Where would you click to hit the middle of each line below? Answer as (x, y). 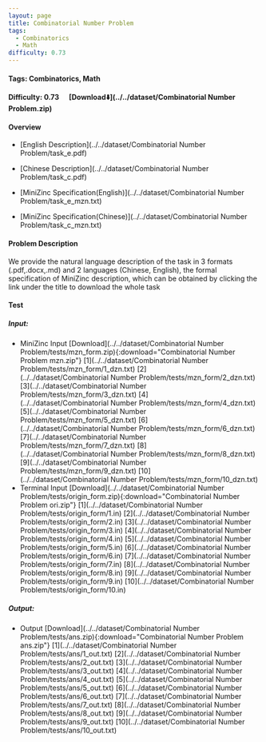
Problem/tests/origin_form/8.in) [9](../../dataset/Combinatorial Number (135, 573)
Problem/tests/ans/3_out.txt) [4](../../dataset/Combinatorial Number (131, 671)
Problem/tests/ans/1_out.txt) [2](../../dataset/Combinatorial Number (130, 654)
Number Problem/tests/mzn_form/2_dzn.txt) (183, 377)
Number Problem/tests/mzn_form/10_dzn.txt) (184, 480)
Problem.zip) (30, 109)
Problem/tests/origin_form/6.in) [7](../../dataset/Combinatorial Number (135, 556)
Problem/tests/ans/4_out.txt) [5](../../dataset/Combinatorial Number (131, 680)
